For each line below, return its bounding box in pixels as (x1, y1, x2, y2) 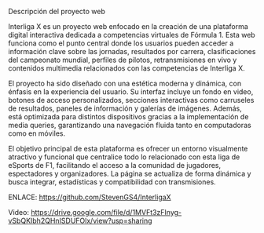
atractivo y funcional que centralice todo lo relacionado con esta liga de (8, 152, 240, 162)
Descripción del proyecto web (8, 7, 106, 16)
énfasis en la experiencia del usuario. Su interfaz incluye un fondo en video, (8, 87, 254, 96)
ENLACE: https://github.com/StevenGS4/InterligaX (8, 192, 171, 202)
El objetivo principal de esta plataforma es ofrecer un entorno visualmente (8, 144, 248, 153)
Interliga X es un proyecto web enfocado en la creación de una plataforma (8, 22, 249, 31)
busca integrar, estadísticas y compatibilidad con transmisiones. (8, 177, 216, 187)
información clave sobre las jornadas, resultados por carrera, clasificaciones (8, 47, 256, 56)
